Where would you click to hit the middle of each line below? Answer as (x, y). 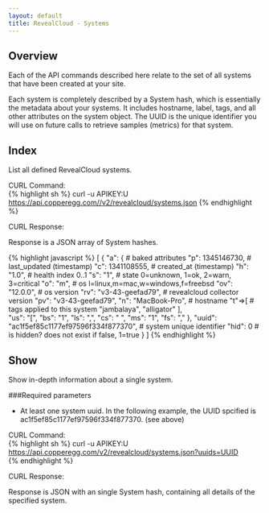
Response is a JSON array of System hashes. (83, 242)
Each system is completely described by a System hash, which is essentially (134, 99)
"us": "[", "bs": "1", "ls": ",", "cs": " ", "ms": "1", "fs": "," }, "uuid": (113, 318)
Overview (33, 56)
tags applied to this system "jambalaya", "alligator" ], (96, 309)
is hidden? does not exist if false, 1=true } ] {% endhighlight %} (112, 335)
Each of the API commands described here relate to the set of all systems (130, 75)
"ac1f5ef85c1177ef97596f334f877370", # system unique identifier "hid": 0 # (134, 326)
